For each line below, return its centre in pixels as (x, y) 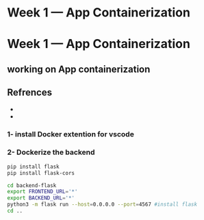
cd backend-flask (32, 185)
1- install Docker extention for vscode (71, 134)
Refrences (30, 93)
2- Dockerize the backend (51, 152)
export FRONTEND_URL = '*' (42, 192)
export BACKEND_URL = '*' (41, 198)
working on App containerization (79, 69)
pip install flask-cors (41, 173)
